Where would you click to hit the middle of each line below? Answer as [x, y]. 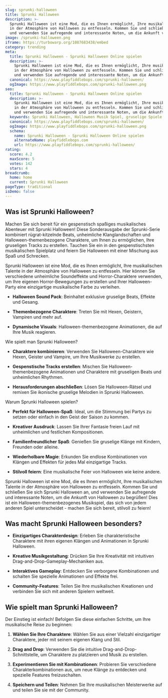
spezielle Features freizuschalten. [47, 675]
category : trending [25, 47]
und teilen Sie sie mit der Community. [51, 690]
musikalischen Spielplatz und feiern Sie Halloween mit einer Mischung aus [82, 251]
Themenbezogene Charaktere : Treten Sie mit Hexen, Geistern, [77, 312]
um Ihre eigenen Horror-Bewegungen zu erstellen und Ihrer [66, 282]
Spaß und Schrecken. [27, 256]
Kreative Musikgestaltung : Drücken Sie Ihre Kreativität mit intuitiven [83, 556]
